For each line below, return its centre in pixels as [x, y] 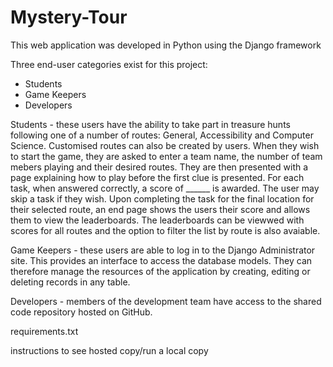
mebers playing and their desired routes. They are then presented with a [159, 167]
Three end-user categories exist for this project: [109, 64]
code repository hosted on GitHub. [81, 312]
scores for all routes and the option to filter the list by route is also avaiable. [165, 230]
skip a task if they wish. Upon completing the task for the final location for [162, 198]
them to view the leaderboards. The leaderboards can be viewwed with [157, 220]
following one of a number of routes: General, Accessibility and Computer [162, 135]
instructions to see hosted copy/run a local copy [109, 350]
